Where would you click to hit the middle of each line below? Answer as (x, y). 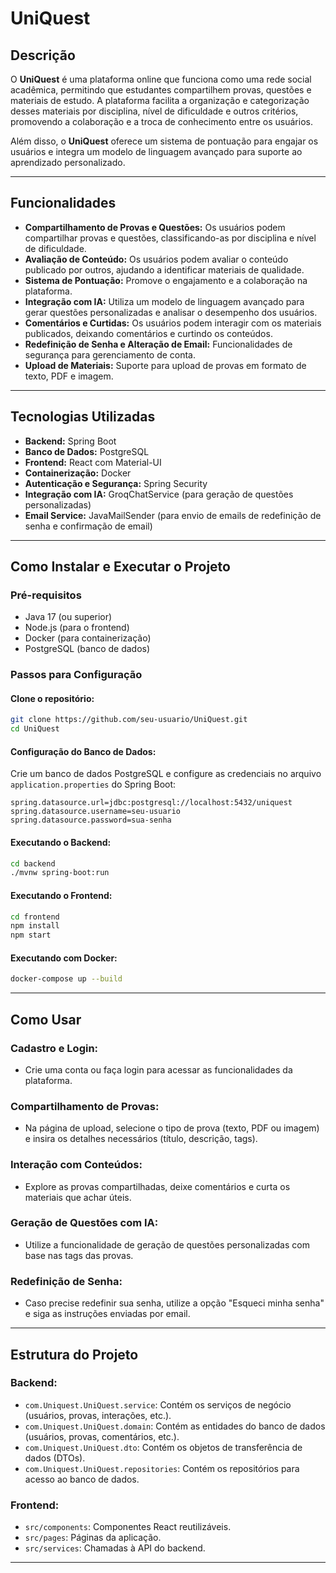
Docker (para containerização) (88, 638)
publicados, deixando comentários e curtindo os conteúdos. (148, 333)
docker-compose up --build (66, 979)
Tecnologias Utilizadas (83, 417)
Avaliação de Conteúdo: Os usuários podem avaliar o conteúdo (156, 259)
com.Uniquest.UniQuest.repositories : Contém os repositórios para (162, 1468)
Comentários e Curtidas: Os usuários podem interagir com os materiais (173, 323)
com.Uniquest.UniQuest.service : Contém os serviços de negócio (158, 1404)
